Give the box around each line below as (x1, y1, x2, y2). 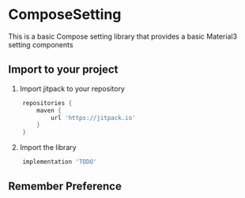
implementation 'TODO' (22, 158, 97, 166)
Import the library (19, 143, 77, 152)
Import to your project (8, 63, 119, 77)
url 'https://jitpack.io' (50, 114, 136, 121)
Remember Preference (8, 180, 122, 193)
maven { (36, 106, 62, 114)
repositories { (22, 99, 73, 107)
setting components (8, 39, 73, 49)
